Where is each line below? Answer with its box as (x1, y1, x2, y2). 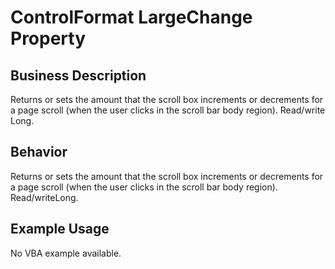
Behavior (10, 144, 68, 161)
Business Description (10, 67, 147, 84)
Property (10, 27, 87, 50)
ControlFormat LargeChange (10, 6, 253, 29)
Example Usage (10, 221, 110, 238)
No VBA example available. (10, 247, 122, 259)
